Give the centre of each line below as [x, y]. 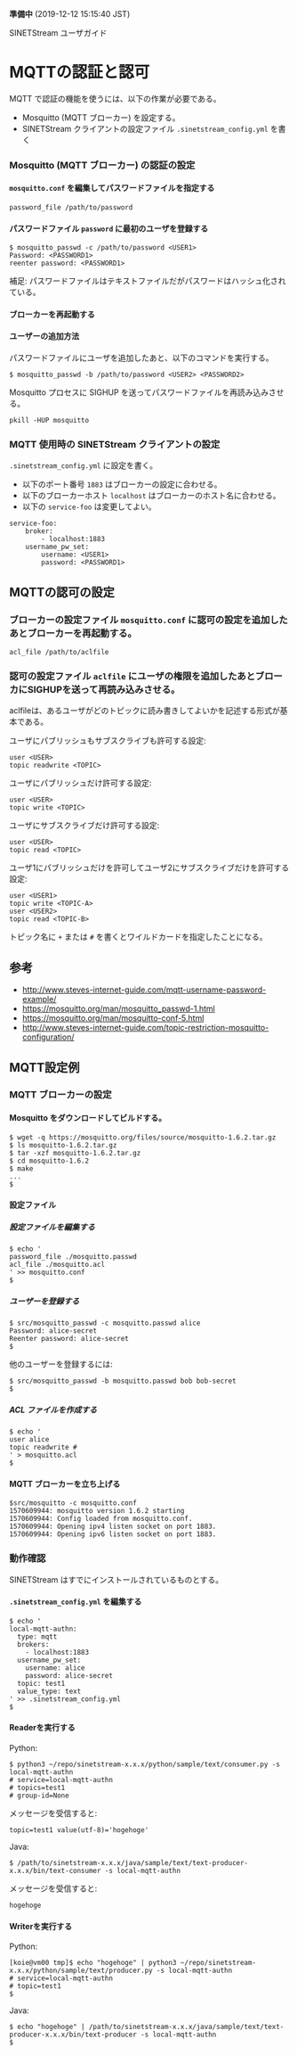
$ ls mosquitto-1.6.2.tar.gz [63, 1145]
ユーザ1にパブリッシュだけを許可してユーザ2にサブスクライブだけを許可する [149, 867]
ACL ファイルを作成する [53, 1410]
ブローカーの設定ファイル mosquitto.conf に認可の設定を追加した [149, 620]
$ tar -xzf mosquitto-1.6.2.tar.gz [75, 1153]
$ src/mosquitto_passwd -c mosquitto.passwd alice [105, 1323]
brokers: [33, 1644]
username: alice [56, 1668]
